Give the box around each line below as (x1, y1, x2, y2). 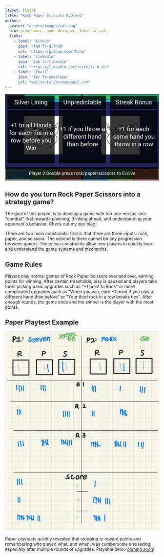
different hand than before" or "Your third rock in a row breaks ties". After (5, 294, 152, 299)
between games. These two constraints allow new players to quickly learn (5, 241, 154, 247)
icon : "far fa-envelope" (18, 75, 69, 80)
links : (9, 34, 23, 39)
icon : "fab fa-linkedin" (18, 59, 69, 64)
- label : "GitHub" (14, 39, 51, 44)
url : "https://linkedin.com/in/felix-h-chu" (18, 64, 110, 69)
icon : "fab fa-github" (18, 44, 64, 49)
